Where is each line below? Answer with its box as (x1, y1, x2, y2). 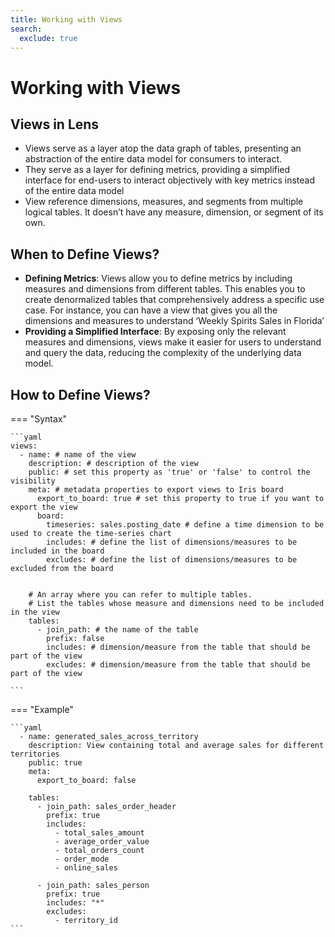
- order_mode (54, 854, 110, 864)
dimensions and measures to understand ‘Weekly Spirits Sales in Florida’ (24, 315, 325, 327)
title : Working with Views (10, 14, 123, 25)
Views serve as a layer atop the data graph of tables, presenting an (24, 142, 302, 155)
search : (10, 24, 43, 34)
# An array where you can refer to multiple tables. (28, 590, 253, 600)
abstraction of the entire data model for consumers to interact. (24, 153, 283, 165)
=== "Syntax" (10, 413, 68, 425)
